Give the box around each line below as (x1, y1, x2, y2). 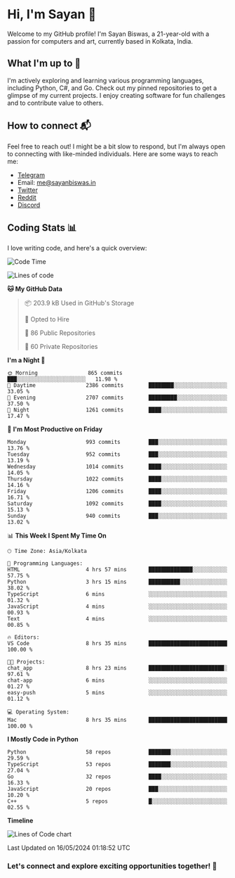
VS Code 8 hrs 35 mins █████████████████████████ (7, 640, 228, 647)
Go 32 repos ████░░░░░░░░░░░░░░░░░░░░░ (7, 773, 228, 780)
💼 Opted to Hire (24, 315, 70, 324)
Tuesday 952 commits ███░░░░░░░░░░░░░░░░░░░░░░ (7, 451, 228, 458)
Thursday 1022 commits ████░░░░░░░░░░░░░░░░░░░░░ (7, 476, 228, 483)
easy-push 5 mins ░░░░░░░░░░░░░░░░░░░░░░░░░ (7, 689, 228, 696)
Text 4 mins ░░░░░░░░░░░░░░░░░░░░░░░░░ (7, 616, 228, 623)
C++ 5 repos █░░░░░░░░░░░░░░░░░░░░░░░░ (7, 798, 228, 805)
